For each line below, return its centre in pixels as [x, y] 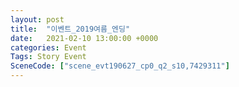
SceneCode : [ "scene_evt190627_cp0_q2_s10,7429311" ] [120, 66]
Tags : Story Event [48, 57]
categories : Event [48, 47]
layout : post [37, 19]
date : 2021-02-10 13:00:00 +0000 [84, 38]
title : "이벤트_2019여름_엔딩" [70, 29]
